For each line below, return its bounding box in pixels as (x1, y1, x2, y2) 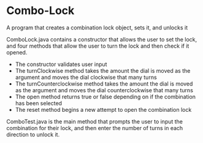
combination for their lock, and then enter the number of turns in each (6, 124, 183, 131)
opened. (6, 48, 28, 56)
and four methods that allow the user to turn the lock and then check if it (6, 42, 190, 50)
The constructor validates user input (15, 61, 107, 68)
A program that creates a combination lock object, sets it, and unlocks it (6, 24, 188, 31)
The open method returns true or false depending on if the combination (15, 93, 196, 100)
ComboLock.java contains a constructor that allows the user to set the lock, (6, 35, 197, 43)
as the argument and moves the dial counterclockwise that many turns (15, 86, 193, 94)
